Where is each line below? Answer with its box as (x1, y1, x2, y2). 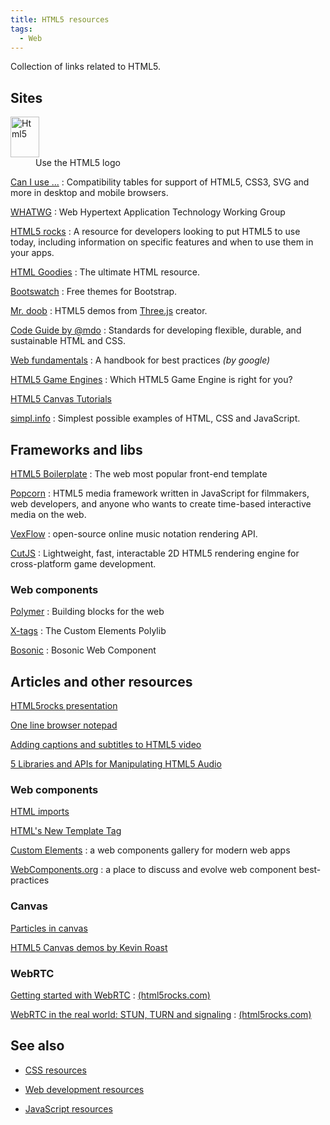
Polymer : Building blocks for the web (10, 606, 165, 618)
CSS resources (24, 1064, 87, 1076)
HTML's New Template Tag (10, 825, 122, 837)
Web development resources (24, 1083, 145, 1095)
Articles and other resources (10, 673, 193, 690)
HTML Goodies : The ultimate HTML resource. (10, 266, 200, 278)
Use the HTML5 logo (35, 157, 121, 169)
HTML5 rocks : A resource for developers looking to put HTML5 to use (10, 226, 301, 238)
